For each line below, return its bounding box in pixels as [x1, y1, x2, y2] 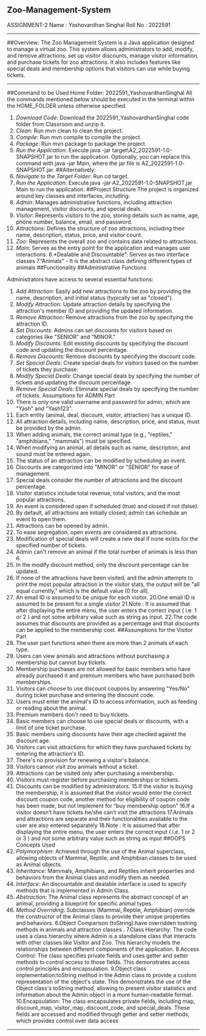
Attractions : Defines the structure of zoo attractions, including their [15, 224, 185, 232]
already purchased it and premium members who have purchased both [15, 671, 195, 679]
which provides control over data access [15, 1017, 119, 1024]
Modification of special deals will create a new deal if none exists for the [15, 535, 198, 542]
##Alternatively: [55, 166, 97, 173]
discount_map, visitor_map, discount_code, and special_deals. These [15, 1004, 190, 1011]
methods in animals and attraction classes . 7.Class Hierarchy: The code [15, 926, 197, 933]
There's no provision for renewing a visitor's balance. [15, 756, 150, 764]
